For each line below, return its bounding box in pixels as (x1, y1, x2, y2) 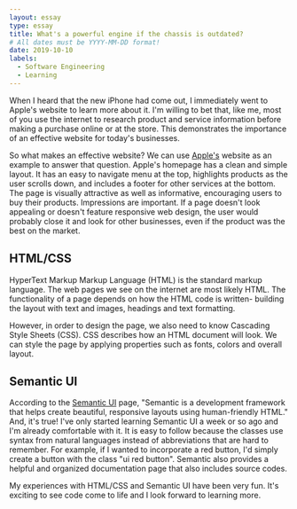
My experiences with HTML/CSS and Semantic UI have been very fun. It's (9, 481, 279, 491)
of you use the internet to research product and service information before (9, 114, 282, 124)
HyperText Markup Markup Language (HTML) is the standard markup (9, 274, 263, 285)
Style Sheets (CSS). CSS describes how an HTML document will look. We (9, 329, 277, 340)
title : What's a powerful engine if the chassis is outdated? (9, 29, 244, 38)
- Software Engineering (17, 63, 105, 72)
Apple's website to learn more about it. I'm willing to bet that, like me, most (9, 104, 282, 115)
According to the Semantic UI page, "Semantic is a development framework (9, 397, 285, 408)
